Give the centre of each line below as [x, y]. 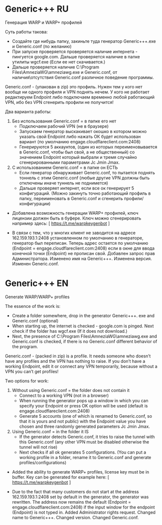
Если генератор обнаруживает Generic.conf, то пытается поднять [87, 172]
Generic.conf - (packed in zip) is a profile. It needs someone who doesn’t [78, 356]
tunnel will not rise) [38, 447]
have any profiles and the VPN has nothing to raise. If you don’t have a [75, 361]
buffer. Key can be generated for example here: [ [61, 477]
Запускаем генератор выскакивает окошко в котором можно [83, 131]
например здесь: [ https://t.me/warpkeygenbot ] [61, 223]
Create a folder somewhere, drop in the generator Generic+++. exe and [83, 315]
